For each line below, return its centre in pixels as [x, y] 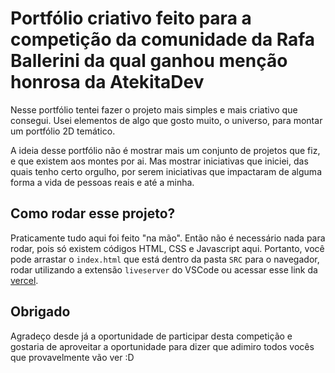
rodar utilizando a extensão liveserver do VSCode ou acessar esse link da [164, 269]
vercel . [24, 280]
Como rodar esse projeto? [93, 213]
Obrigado [40, 312]
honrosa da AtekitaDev [107, 82]
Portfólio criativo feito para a [131, 18]
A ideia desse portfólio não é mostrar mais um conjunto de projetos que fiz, [165, 150]
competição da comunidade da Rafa [163, 39]
